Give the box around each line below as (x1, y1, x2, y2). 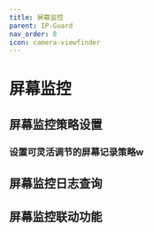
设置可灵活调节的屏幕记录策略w (9, 146, 144, 158)
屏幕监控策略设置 (9, 116, 103, 132)
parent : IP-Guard (9, 21, 73, 30)
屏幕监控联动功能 (9, 209, 103, 224)
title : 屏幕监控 (9, 12, 64, 22)
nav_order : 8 (9, 29, 57, 38)
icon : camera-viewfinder (9, 37, 101, 47)
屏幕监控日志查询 (9, 176, 103, 191)
